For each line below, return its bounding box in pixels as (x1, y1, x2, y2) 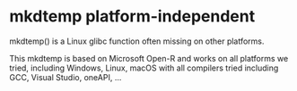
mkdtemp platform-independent (9, 6, 256, 27)
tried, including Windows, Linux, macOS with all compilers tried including (9, 62, 279, 73)
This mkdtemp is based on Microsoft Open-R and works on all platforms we (9, 53, 289, 63)
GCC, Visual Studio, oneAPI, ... (9, 71, 122, 82)
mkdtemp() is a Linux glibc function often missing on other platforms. (9, 36, 265, 46)
